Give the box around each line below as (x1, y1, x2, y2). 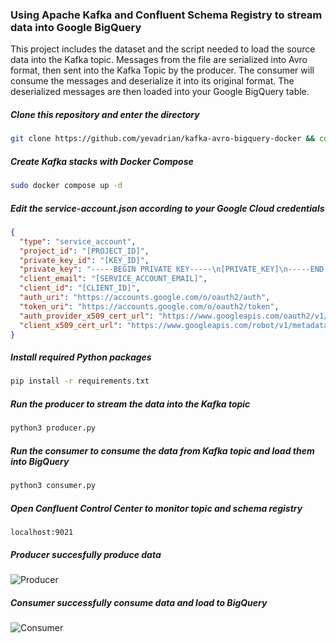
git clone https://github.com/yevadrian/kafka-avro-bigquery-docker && (10, 134, 315, 144)
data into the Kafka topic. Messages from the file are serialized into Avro (10, 54, 308, 66)
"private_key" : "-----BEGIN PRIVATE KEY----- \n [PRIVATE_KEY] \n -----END (19, 264, 325, 275)
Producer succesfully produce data (10, 548, 162, 560)
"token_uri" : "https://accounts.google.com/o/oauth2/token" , (19, 301, 280, 312)
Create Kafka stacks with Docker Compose (10, 155, 194, 167)
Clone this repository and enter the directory (10, 108, 200, 120)
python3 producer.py (10, 423, 97, 433)
